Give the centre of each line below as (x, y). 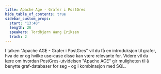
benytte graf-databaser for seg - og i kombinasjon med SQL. (65, 66)
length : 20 (20, 28)
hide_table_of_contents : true (36, 14)
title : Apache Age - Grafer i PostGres (45, 9)
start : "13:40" (25, 23)
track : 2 (18, 37)
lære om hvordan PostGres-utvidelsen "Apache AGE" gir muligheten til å (77, 61)
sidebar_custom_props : (28, 18)
